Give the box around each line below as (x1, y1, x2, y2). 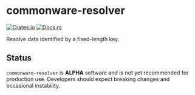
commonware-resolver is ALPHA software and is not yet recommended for (6, 69, 189, 76)
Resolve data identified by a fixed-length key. (6, 35, 120, 42)
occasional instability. (6, 82, 61, 89)
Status (6, 53, 32, 64)
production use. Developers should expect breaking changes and (6, 75, 170, 82)
